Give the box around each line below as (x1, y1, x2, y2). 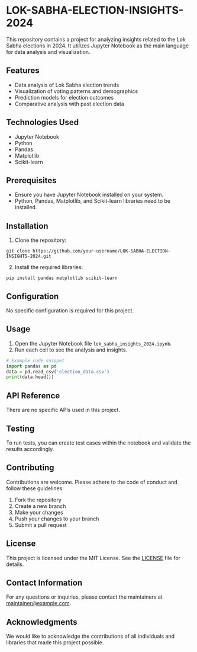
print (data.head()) (6, 374, 54, 380)
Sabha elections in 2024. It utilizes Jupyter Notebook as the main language (6, 42, 189, 49)
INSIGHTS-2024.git (6, 253, 51, 260)
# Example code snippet (6, 357, 65, 363)
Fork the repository (14, 496, 62, 503)
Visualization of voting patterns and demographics (14, 87, 138, 95)
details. (6, 561, 24, 568)
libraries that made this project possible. (6, 639, 104, 646)
